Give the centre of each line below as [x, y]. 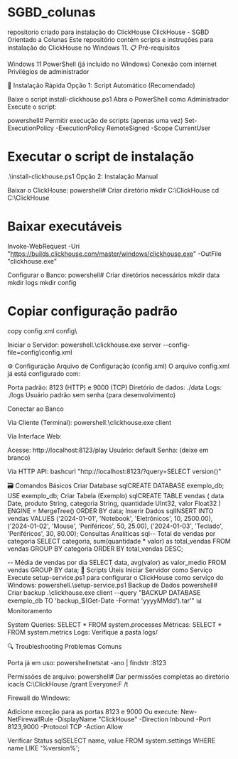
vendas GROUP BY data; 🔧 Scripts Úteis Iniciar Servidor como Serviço [110, 570]
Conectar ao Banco [36, 409]
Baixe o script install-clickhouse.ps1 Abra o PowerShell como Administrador [118, 99]
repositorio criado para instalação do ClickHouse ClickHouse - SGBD [108, 32]
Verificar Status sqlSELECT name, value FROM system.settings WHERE [112, 741]
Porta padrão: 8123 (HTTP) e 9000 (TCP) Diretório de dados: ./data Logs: [115, 387]
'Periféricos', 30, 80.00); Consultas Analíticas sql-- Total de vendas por [112, 533]
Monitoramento [30, 610]
